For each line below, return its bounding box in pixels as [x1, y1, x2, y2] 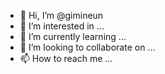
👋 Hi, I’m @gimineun [19, 10, 104, 21]
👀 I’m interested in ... [19, 20, 105, 32]
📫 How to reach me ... [19, 53, 113, 64]
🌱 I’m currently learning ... [19, 31, 127, 42]
